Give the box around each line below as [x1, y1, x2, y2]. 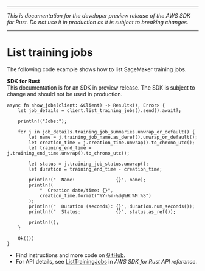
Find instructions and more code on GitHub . [15, 251, 126, 259]
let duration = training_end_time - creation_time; [29, 166, 163, 172]
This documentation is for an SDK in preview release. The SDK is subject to [7, 83, 195, 91]
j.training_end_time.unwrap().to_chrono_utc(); [7, 150, 130, 156]
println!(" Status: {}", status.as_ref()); [29, 208, 176, 215]
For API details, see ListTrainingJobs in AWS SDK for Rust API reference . [15, 258, 197, 265]
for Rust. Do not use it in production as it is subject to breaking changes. [7, 19, 189, 26]
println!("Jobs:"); [18, 118, 68, 124]
